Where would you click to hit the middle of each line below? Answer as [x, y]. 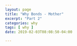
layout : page [18, 9]
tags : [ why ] [19, 28]
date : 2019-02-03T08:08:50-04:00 [39, 32]
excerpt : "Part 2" [23, 18]
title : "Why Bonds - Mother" [34, 14]
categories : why [21, 23]
